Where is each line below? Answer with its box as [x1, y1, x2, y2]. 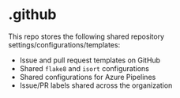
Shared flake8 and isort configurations [19, 63, 150, 73]
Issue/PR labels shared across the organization [19, 81, 173, 90]
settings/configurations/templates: [8, 40, 121, 49]
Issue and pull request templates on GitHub [19, 55, 160, 65]
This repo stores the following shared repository [8, 32, 164, 41]
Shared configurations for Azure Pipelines [19, 72, 156, 81]
